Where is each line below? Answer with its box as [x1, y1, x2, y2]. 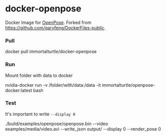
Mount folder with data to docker [5, 72, 73, 78]
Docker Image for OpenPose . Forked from [5, 19, 91, 25]
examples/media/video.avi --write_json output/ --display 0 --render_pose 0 [5, 126, 161, 132]
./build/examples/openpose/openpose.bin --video [5, 121, 108, 127]
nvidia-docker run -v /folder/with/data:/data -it [5, 82, 101, 88]
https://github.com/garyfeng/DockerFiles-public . [5, 24, 106, 30]
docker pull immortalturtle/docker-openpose [5, 48, 97, 55]
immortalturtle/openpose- [101, 82, 155, 88]
